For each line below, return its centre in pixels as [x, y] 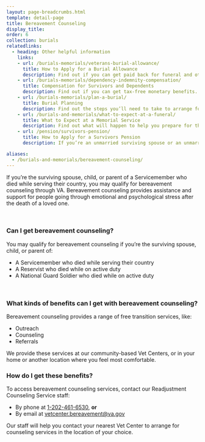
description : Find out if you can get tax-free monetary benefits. [110, 92]
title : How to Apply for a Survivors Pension [81, 137]
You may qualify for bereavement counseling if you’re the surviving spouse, [101, 244]
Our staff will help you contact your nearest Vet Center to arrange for [93, 425]
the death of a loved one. [38, 203]
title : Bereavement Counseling [46, 23]
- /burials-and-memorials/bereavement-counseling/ [77, 160]
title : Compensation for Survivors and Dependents [88, 86]
